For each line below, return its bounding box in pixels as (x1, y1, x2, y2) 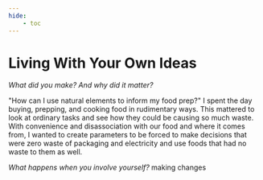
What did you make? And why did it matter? (8, 80, 154, 90)
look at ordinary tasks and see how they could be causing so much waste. (8, 113, 254, 123)
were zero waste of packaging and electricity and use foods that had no (8, 138, 247, 149)
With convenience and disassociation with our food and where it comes (8, 121, 245, 131)
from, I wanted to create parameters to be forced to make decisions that (8, 130, 247, 140)
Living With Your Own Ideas (8, 54, 197, 72)
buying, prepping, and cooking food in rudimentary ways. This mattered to (8, 104, 255, 114)
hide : (8, 11, 27, 20)
